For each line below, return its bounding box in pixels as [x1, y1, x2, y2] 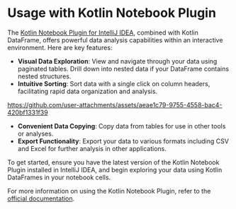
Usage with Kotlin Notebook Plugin [7, 5, 216, 21]
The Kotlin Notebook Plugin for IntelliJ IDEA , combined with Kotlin [7, 28, 198, 37]
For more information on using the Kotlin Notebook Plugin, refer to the [7, 186, 211, 195]
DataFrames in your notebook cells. [7, 173, 111, 181]
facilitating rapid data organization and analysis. [17, 87, 158, 95]
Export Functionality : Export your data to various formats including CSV [17, 136, 229, 145]
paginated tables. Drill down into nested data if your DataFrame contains [17, 64, 229, 73]
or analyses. [17, 129, 54, 138]
